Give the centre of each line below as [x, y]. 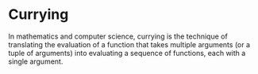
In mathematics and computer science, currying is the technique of [118, 36]
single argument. [36, 61]
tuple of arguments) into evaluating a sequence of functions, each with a [127, 53]
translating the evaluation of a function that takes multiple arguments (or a [129, 44]
